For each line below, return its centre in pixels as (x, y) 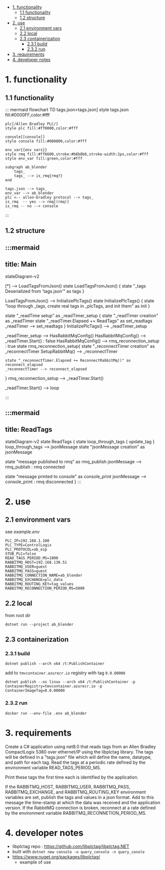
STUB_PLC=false (21, 554)
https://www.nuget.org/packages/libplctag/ (56, 857)
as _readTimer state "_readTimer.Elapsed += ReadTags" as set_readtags (79, 321)
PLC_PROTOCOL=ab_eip (26, 549)
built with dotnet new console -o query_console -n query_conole (78, 852)
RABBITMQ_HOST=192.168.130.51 (36, 562)
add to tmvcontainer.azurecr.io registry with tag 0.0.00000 (65, 673)
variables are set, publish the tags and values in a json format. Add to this (80, 797)
